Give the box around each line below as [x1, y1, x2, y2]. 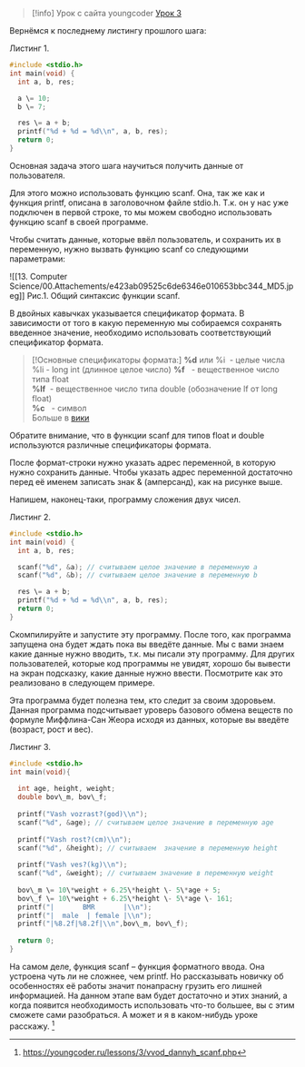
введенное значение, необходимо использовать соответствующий [9, 327, 272, 338]
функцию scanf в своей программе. [9, 216, 149, 227]
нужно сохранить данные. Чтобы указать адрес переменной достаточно [9, 467, 293, 478]
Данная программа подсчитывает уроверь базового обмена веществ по [9, 704, 293, 716]
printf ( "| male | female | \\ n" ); [17, 911, 152, 920]
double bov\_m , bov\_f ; [17, 793, 107, 802]
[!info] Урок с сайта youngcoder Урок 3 [31, 8, 182, 18]
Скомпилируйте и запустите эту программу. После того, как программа [9, 628, 291, 639]
